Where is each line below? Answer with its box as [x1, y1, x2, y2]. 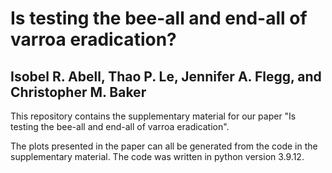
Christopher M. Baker [10, 83, 147, 101]
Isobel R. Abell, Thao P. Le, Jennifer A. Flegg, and [10, 68, 322, 85]
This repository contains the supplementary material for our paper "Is [10, 110, 297, 122]
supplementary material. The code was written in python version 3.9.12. [10, 151, 305, 162]
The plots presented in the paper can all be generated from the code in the [10, 140, 318, 152]
